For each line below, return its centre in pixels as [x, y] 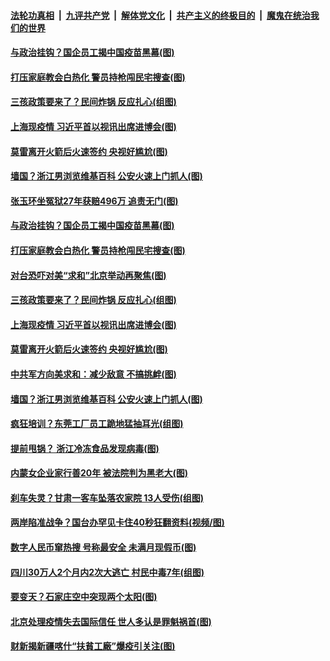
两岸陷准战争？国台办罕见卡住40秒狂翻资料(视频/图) [117, 522]
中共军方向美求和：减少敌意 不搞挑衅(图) [93, 374]
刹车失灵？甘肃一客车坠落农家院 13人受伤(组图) [107, 497]
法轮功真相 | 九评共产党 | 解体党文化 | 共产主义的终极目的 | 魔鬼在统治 [160, 15]
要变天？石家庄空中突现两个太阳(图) [84, 597]
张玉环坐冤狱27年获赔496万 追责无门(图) [94, 201]
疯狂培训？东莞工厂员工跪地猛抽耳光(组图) [97, 424]
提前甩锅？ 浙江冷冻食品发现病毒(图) [85, 448]
